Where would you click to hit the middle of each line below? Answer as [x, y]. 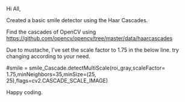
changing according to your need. [48, 56]
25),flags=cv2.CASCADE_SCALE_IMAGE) [57, 81]
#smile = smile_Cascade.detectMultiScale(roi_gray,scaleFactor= [86, 68]
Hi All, [14, 9]
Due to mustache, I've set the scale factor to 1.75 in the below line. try [93, 50]
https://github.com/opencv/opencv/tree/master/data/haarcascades [89, 38]
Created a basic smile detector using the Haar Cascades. [77, 20]
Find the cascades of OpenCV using [51, 32]
